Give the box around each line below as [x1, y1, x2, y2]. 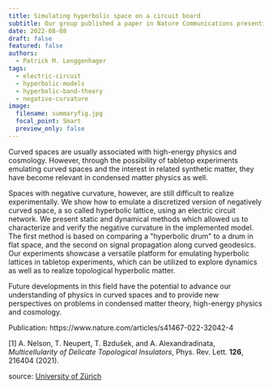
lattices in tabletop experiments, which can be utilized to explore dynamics [8, 256, 257, 267]
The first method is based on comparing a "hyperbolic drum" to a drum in [8, 231, 253, 241]
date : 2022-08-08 [8, 27, 67, 35]
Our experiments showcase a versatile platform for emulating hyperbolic [8, 248, 249, 258]
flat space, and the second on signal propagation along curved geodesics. [8, 239, 257, 249]
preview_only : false [15, 125, 85, 133]
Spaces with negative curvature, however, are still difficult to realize [8, 188, 235, 198]
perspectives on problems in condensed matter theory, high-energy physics [8, 298, 263, 308]
